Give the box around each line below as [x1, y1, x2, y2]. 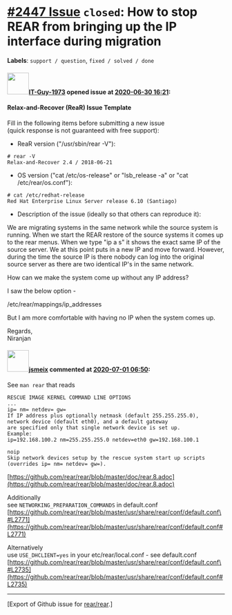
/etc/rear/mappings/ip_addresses [7, 300, 102, 308]
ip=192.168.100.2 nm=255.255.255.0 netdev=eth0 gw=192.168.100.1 [7, 436, 199, 443]
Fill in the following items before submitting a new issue [7, 119, 165, 127]
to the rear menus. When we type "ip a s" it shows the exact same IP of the [7, 237, 221, 246]
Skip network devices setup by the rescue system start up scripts [7, 454, 206, 461]
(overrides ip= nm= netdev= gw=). [7, 460, 107, 467]
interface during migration [7, 34, 162, 49]
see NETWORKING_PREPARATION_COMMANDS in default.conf [7, 500, 159, 509]
